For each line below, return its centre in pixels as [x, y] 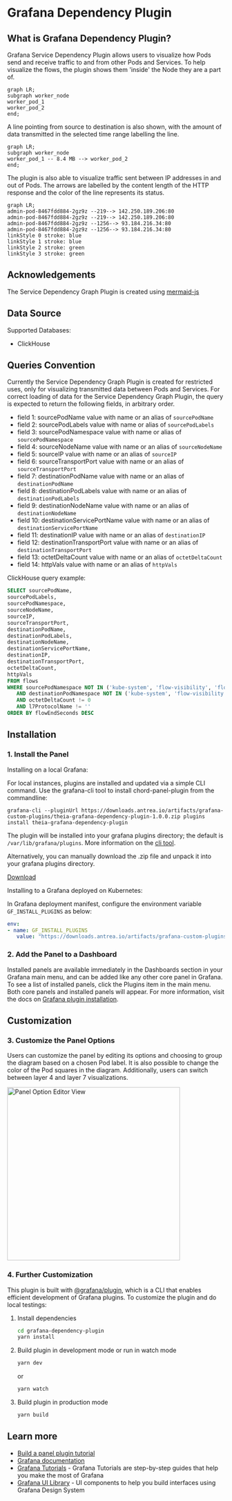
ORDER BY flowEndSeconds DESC [51, 713]
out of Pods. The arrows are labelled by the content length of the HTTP [108, 185]
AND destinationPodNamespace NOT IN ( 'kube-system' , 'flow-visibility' [122, 694]
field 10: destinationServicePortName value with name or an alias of [113, 520]
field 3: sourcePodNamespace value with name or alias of [99, 432]
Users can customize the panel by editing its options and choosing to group [115, 1056]
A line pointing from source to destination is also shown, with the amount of [115, 127]
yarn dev [30, 1363]
